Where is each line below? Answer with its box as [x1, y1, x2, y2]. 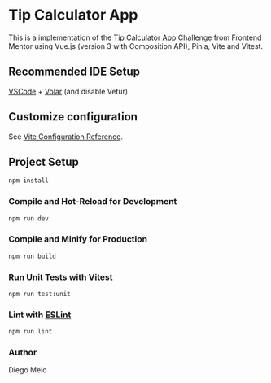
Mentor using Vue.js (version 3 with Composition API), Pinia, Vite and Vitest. [8, 41, 263, 50]
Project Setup [8, 155, 80, 168]
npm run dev [8, 214, 49, 223]
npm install [8, 176, 49, 185]
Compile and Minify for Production [8, 233, 148, 245]
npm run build [8, 252, 57, 260]
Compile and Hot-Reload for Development [8, 196, 177, 207]
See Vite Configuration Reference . [8, 132, 124, 141]
